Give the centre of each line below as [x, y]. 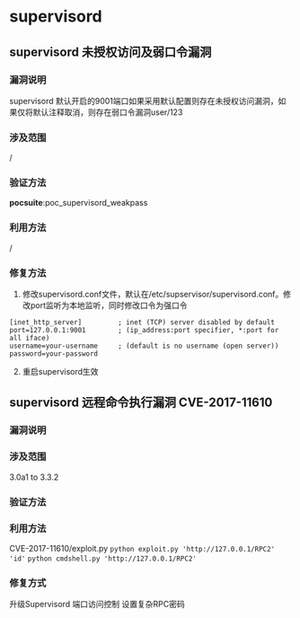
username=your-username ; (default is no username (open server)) [144, 346]
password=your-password [54, 354]
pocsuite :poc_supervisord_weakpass [79, 203]
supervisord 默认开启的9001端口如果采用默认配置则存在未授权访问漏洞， [144, 101]
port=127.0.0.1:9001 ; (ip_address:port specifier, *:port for [144, 331]
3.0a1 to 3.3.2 [34, 477]
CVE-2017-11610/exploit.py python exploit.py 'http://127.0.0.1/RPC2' [142, 548]
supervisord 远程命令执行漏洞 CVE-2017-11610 [141, 403]
